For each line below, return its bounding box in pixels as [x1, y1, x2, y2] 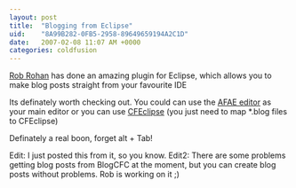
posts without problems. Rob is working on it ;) [9, 169, 180, 180]
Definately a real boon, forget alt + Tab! [9, 133, 153, 144]
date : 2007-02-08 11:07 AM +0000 [9, 37, 141, 47]
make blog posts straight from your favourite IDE [9, 80, 188, 90]
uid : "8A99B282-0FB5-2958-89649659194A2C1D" [9, 29, 189, 38]
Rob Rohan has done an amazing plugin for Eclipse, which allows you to [9, 70, 273, 81]
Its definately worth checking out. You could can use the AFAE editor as [9, 97, 272, 107]
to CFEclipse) [9, 116, 59, 127]
